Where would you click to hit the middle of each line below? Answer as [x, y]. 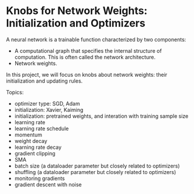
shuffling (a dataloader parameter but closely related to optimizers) [95, 172]
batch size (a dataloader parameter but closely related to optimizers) [97, 166]
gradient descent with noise [48, 184]
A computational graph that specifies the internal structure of [88, 50]
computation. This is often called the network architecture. [85, 57]
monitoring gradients [40, 178]
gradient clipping [35, 153]
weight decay [31, 141]
